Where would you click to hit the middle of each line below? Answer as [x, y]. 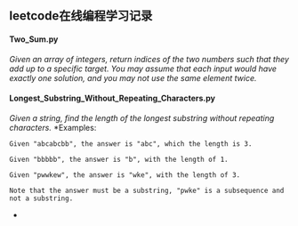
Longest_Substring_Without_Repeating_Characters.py [113, 98]
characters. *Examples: [53, 127]
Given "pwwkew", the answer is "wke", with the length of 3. [125, 175]
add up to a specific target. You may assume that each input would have [143, 69]
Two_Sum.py [34, 39]
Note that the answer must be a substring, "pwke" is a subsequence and [147, 190]
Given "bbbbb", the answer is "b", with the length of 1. [119, 159]
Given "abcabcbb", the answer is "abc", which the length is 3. [131, 144]
